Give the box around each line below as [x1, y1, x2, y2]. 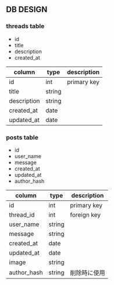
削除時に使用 [69, 269, 105, 277]
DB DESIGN [6, 5, 48, 15]
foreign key [69, 210, 101, 218]
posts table [6, 133, 39, 141]
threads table [6, 22, 45, 30]
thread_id [9, 210, 35, 218]
